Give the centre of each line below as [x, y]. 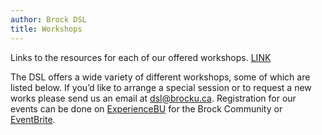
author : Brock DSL [48, 19]
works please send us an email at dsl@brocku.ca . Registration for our [153, 98]
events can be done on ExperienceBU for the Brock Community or [146, 108]
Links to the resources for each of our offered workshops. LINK [141, 57]
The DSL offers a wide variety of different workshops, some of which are [160, 77]
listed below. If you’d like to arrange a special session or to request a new [161, 87]
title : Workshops [46, 29]
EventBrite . [33, 119]
